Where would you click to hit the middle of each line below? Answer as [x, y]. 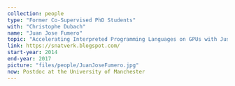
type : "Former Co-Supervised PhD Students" [72, 20]
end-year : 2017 [29, 59]
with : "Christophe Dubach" [47, 26]
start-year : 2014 [33, 53]
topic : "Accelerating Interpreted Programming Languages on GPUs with [112, 40]
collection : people [36, 14]
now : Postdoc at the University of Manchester [76, 71]
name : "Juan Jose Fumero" [45, 33]
